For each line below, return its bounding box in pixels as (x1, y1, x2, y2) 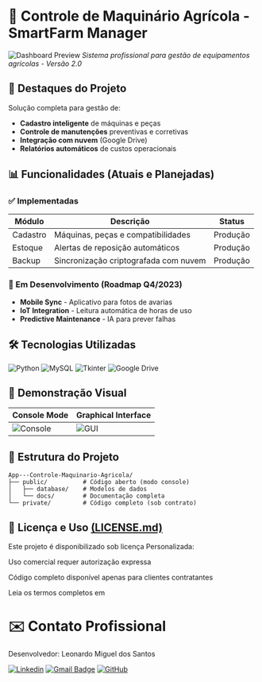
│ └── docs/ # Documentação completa (8, 492, 165, 500)
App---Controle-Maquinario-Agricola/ (8, 471, 133, 479)
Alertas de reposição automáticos (54, 242, 180, 254)
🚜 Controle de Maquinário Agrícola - (8, 7, 250, 25)
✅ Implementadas (8, 196, 79, 207)
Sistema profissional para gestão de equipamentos (82, 50, 250, 60)
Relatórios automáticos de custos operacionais (19, 143, 177, 153)
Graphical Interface (75, 409, 152, 420)
